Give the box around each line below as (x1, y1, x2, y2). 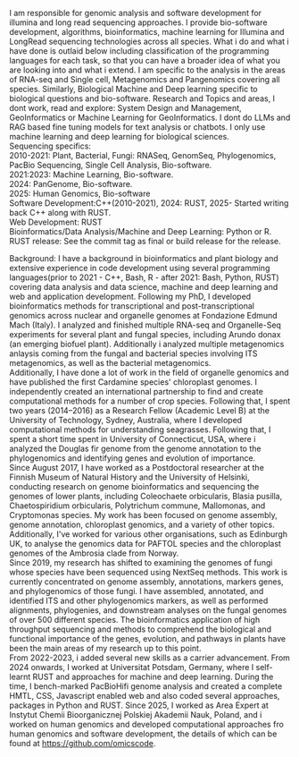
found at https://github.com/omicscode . (9, 738, 156, 748)
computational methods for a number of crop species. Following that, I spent (9, 396, 291, 406)
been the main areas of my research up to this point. (9, 643, 202, 653)
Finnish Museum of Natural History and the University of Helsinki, (9, 472, 250, 482)
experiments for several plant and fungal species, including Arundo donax (9, 329, 281, 339)
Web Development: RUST (9, 217, 103, 227)
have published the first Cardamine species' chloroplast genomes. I (9, 377, 257, 387)
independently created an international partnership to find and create (9, 387, 263, 396)
